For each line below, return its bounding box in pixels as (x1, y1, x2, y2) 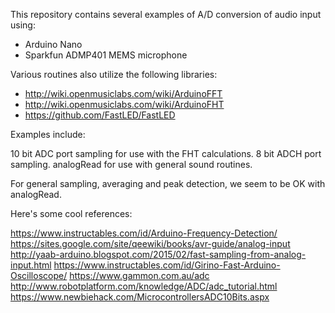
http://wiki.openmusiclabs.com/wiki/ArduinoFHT (24, 99, 225, 110)
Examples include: (10, 129, 86, 140)
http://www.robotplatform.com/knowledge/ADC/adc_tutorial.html (10, 280, 278, 292)
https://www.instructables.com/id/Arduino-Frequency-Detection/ (10, 227, 278, 239)
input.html (10, 259, 52, 271)
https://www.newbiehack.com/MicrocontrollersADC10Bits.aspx (10, 291, 270, 303)
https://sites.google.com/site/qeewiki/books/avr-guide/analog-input (10, 238, 291, 249)
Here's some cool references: (10, 208, 133, 219)
